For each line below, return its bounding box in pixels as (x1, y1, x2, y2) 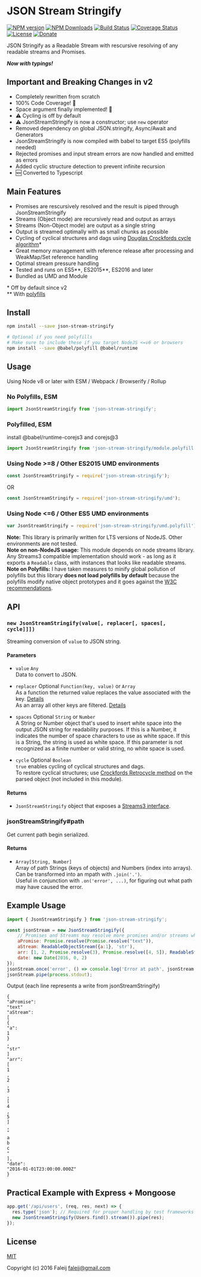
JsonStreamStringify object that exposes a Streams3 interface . (15, 802, 171, 810)
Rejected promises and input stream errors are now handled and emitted (15, 150, 194, 157)
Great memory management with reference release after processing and (15, 247, 194, 254)
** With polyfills (7, 290, 46, 297)
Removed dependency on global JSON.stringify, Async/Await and (15, 124, 177, 132)
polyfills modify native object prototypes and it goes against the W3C (7, 578, 177, 586)
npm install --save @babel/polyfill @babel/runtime (7, 345, 138, 351)
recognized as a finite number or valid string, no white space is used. (15, 745, 185, 752)
